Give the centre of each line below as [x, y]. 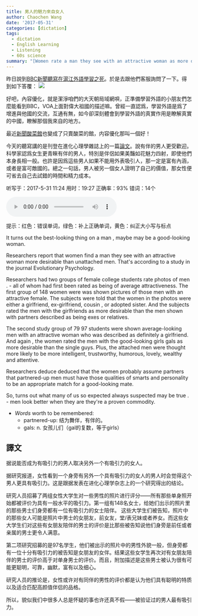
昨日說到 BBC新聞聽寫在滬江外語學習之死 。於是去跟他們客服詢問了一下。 [94, 79]
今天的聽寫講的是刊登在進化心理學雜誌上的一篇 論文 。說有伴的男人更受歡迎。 [99, 146]
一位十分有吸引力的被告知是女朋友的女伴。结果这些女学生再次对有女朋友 [99, 553]
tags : [13, 34]
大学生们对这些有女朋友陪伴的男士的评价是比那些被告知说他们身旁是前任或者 [99, 525]
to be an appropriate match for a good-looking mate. [70, 384]
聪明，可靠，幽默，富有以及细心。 [57, 568]
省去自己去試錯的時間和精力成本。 [52, 176]
